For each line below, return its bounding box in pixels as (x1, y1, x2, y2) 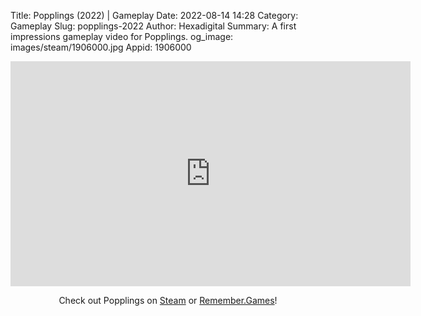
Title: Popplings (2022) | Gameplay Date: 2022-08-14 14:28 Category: (10, 10, 299, 21)
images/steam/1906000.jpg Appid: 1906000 (10, 41, 192, 53)
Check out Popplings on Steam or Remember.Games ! (58, 295, 278, 306)
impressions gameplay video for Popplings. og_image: (10, 31, 234, 42)
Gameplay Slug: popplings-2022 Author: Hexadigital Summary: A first (10, 20, 297, 32)
